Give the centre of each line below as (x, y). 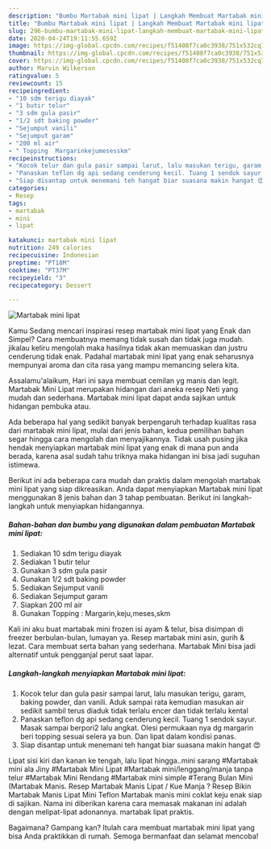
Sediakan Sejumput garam (64, 597)
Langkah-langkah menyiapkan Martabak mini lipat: (97, 673)
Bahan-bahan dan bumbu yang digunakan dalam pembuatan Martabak (132, 524)
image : (19, 46)
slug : (17, 31)
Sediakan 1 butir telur (55, 562)
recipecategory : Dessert (50, 285)
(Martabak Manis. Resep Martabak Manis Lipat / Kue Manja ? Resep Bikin (130, 786)
